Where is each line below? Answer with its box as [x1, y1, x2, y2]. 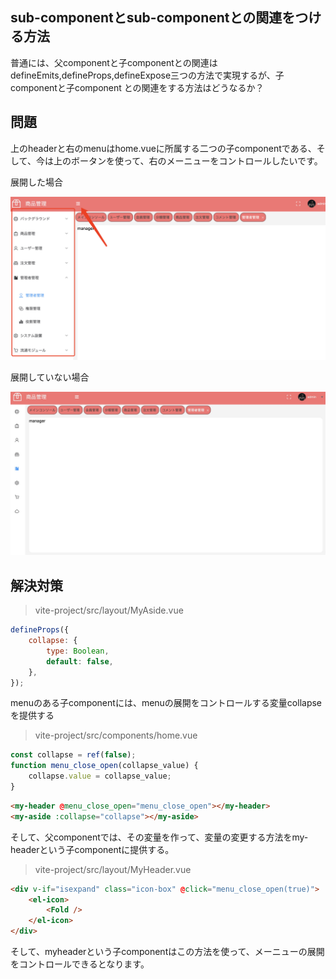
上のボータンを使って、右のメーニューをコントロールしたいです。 [53, 154, 323, 167]
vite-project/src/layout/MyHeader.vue [34, 863, 192, 875]
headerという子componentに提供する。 [10, 843, 175, 855]
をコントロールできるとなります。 [10, 958, 150, 970]
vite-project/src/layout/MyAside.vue [34, 604, 184, 617]
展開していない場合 [10, 371, 90, 383]
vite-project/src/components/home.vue [34, 729, 198, 742]
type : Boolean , [46, 646, 110, 656]
